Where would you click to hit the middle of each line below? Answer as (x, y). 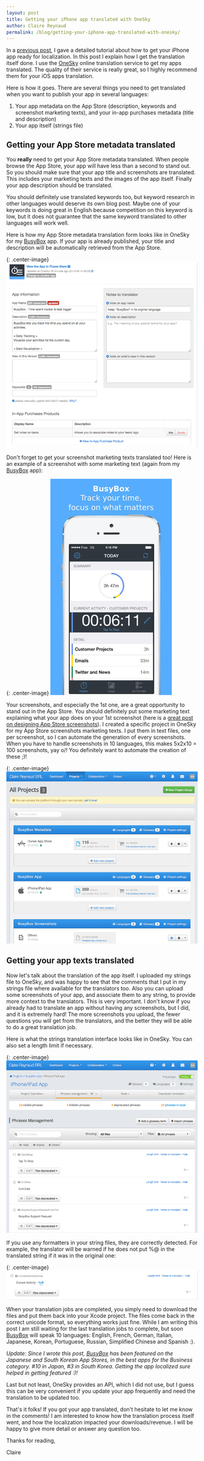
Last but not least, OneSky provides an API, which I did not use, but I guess (100, 1384)
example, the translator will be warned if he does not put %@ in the (90, 1249)
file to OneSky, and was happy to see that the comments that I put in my (96, 982)
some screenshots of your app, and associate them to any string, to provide (101, 995)
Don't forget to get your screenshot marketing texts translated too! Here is (99, 457)
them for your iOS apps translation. (50, 76)
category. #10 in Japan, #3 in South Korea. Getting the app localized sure (98, 1366)
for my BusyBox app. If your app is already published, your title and (90, 241)
